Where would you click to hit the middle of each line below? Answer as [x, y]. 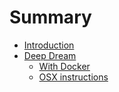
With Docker [64, 66]
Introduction [49, 45]
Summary [50, 17]
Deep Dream [50, 55]
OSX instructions [73, 77]
